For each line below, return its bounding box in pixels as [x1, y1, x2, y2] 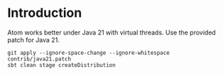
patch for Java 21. [7, 35, 60, 44]
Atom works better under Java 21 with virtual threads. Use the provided [7, 28, 217, 37]
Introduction [7, 5, 82, 21]
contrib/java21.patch [7, 55, 72, 63]
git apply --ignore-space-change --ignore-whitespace [7, 49, 170, 56]
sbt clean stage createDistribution [7, 61, 116, 68]
